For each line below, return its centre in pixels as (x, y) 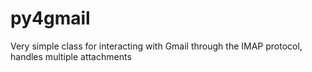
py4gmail (50, 18)
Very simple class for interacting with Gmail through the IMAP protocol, (156, 46)
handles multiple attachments (71, 56)
